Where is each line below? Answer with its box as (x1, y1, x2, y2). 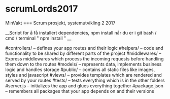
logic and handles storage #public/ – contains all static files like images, (5, 67, 155, 73)
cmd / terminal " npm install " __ (5, 35, 72, 41)
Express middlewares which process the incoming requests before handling (5, 55, 164, 61)
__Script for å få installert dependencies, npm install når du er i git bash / (5, 29, 157, 36)
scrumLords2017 (5, 3, 78, 15)
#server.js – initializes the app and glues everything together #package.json (5, 82, 163, 89)
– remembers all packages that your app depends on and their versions (5, 88, 154, 94)
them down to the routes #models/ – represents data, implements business (5, 61, 162, 67)
